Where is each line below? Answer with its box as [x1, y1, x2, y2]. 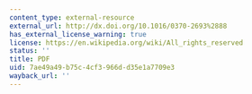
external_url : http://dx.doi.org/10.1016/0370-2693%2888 [9, 21, 228, 30]
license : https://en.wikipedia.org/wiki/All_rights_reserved [9, 38, 244, 47]
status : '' [9, 47, 50, 56]
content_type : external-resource [9, 13, 135, 22]
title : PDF [9, 55, 50, 64]
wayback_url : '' [9, 72, 70, 81]
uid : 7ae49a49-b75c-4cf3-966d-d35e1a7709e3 [9, 64, 175, 73]
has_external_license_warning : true [9, 30, 147, 38]
